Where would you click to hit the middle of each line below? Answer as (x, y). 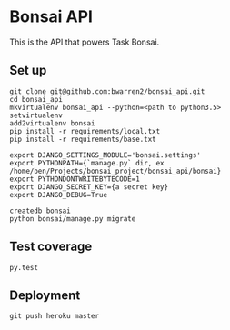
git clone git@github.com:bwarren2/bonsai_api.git (107, 91)
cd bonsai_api (36, 99)
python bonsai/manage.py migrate (73, 219)
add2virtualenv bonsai (52, 123)
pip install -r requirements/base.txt (83, 139)
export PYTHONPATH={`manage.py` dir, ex (87, 163)
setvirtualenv (36, 115)
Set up (28, 70)
